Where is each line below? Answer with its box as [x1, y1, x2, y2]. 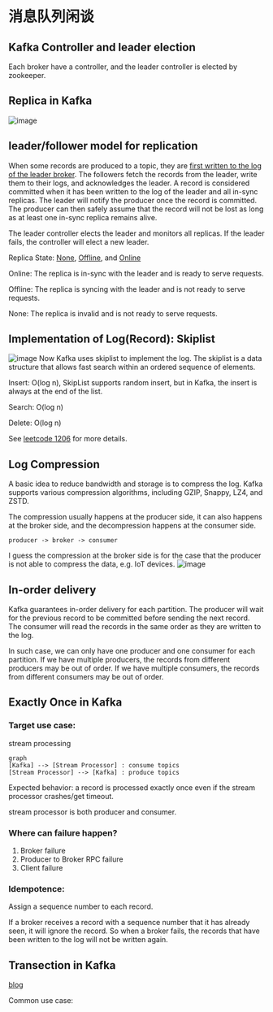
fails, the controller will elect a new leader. [8, 237, 149, 246]
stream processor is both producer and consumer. [8, 806, 177, 817]
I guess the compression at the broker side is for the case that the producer [8, 550, 262, 561]
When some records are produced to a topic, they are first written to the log [8, 160, 262, 171]
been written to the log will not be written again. [8, 935, 168, 945]
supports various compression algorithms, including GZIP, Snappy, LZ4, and [8, 488, 263, 497]
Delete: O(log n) [8, 418, 62, 428]
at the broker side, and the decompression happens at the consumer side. [8, 521, 256, 531]
